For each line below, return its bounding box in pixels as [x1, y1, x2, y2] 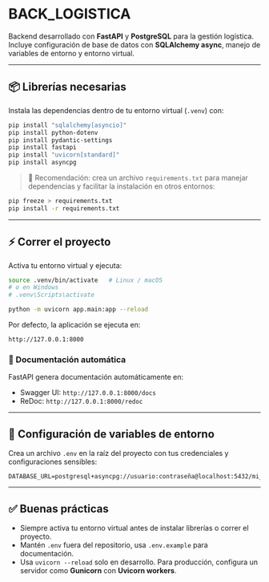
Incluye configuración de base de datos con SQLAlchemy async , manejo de [8, 39, 261, 49]
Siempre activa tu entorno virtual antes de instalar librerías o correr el [19, 523, 250, 532]
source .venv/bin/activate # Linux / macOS [8, 276, 163, 284]
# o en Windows [8, 283, 59, 291]
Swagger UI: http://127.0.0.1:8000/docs [19, 388, 156, 397]
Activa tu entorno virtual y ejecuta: [8, 260, 122, 270]
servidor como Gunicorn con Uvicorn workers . [19, 565, 177, 575]
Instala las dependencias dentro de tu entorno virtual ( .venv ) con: [8, 105, 224, 115]
